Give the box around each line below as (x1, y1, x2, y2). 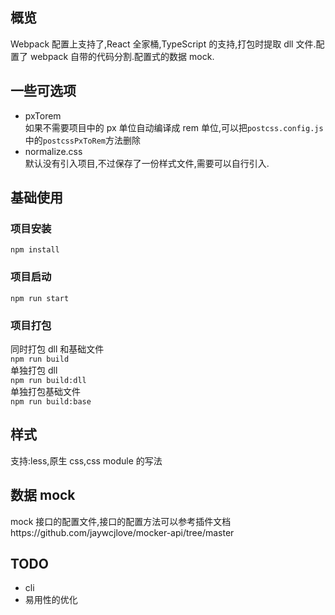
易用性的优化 (24, 594, 78, 606)
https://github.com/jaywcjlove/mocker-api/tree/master (10, 526, 235, 538)
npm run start (10, 293, 70, 303)
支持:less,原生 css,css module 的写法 (10, 454, 163, 467)
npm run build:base (10, 396, 92, 407)
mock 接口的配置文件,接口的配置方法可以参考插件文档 (10, 515, 232, 527)
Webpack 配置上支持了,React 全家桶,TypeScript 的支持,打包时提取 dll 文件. (10, 38, 317, 50)
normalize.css (24, 145, 83, 157)
